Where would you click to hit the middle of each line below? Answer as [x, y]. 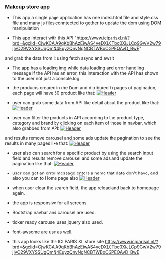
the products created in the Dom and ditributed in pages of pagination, [84, 88]
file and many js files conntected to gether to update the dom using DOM [87, 23]
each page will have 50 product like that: [54, 93]
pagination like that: [32, 164]
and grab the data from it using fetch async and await [60, 58]
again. [19, 193]
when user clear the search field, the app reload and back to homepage [85, 188]
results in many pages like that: [37, 143]
